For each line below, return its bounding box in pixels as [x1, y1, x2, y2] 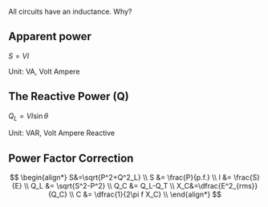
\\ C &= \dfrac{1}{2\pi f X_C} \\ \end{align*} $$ [69, 189, 222, 199]
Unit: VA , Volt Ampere [8, 66, 80, 76]
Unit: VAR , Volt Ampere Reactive [8, 128, 115, 138]
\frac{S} [233, 173, 261, 182]
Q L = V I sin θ [8, 111, 49, 122]
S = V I [8, 51, 30, 61]
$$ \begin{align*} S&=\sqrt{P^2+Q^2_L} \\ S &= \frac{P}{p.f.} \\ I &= [9, 173, 233, 182]
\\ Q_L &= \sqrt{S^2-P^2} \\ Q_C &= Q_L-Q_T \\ [23, 181, 175, 191]
